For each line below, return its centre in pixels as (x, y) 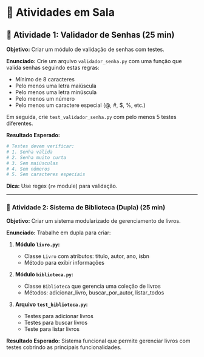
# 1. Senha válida (29, 152)
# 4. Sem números (28, 169)
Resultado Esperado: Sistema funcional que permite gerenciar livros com (98, 341)
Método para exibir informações (64, 262)
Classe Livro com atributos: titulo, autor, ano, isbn (87, 256)
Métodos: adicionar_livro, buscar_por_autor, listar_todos (94, 292)
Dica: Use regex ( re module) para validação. (62, 186)
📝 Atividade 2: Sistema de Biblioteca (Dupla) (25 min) (86, 208)
